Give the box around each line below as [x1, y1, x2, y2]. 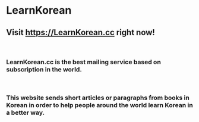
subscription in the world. [6, 65, 82, 73]
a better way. [6, 108, 45, 117]
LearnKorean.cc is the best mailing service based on [6, 58, 162, 66]
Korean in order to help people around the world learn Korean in [6, 101, 193, 110]
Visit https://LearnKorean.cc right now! [6, 27, 156, 37]
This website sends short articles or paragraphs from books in [6, 93, 190, 102]
